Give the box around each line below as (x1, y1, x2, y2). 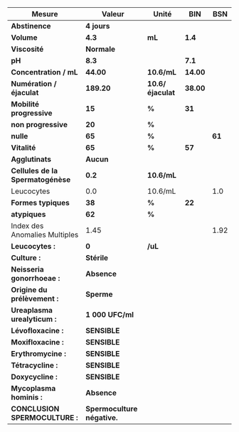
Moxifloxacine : (11, 337, 64, 347)
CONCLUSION (11, 404, 60, 414)
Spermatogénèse (11, 175, 71, 184)
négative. (85, 413, 119, 422)
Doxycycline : (11, 372, 58, 382)
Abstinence (11, 21, 51, 31)
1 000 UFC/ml (85, 310, 134, 319)
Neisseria (11, 264, 44, 274)
